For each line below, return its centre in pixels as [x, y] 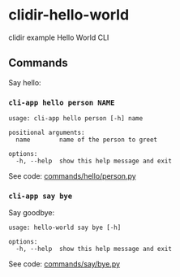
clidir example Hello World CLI [59, 37]
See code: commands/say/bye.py [64, 264]
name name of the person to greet [87, 140]
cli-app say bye [41, 196]
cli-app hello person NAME [62, 102]
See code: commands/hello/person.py [72, 176]
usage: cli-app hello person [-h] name [76, 119]
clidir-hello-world [69, 15]
